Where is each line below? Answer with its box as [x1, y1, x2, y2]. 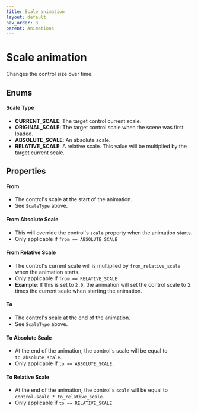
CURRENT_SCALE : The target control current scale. [14, 117, 142, 125]
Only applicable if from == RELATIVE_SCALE [14, 274, 117, 282]
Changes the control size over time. [6, 71, 93, 78]
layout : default [6, 14, 46, 20]
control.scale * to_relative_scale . [14, 393, 105, 400]
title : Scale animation [6, 8, 65, 15]
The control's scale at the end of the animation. [14, 314, 130, 321]
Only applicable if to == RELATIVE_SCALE [14, 399, 113, 407]
